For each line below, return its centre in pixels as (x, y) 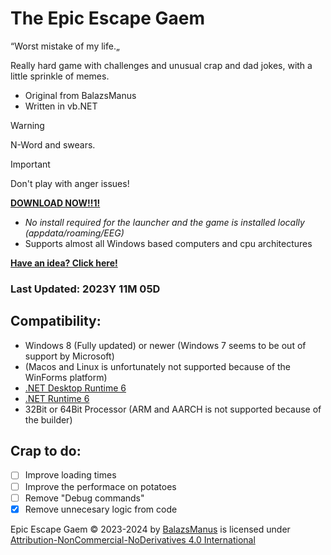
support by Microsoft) (69, 356)
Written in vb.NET (61, 106)
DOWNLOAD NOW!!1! (55, 203)
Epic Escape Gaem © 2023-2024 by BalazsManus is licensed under (150, 529)
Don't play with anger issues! (70, 183)
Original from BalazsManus (80, 95)
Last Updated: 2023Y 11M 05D (85, 289)
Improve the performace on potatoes (100, 486)
